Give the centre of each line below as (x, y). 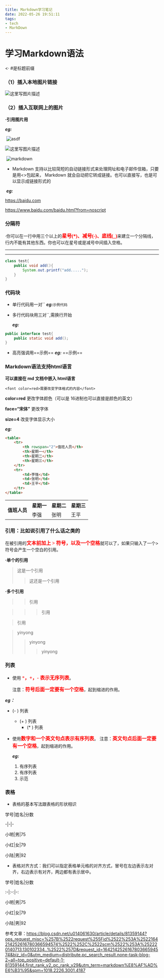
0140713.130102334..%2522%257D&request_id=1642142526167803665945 (82, 949)
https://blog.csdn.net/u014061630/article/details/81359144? (87, 933)
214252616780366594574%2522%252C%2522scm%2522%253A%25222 (81, 944)
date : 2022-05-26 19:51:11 (32, 14)
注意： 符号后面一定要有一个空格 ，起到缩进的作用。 (67, 689)
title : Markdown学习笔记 (29, 10)
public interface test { (29, 334)
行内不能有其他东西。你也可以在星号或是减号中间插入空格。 (65, 242)
